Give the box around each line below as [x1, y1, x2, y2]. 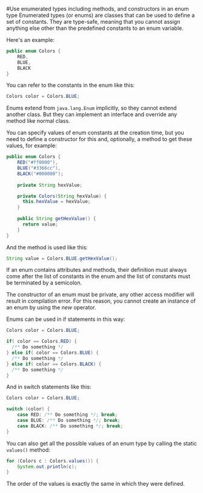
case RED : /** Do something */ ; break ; [17, 412, 118, 418]
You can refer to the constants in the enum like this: [6, 81, 135, 89]
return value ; [22, 221, 59, 227]
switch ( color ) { [6, 406, 50, 412]
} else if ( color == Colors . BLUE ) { [6, 350, 99, 356]
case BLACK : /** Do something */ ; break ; [17, 422, 123, 429]
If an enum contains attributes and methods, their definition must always [6, 266, 187, 274]
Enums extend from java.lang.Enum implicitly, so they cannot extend [6, 105, 177, 112]
